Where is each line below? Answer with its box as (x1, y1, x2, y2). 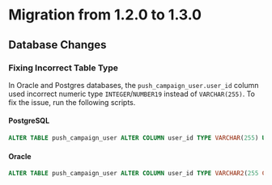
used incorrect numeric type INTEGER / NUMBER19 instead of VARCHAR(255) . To (8, 89, 255, 99)
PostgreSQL (8, 116, 50, 126)
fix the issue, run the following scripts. (8, 97, 136, 107)
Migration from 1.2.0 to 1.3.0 (8, 6, 202, 24)
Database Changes (8, 38, 107, 52)
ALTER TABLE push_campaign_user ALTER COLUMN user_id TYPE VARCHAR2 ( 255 (8, 170, 259, 178)
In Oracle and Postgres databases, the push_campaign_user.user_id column (8, 80, 259, 90)
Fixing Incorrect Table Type (8, 62, 119, 74)
